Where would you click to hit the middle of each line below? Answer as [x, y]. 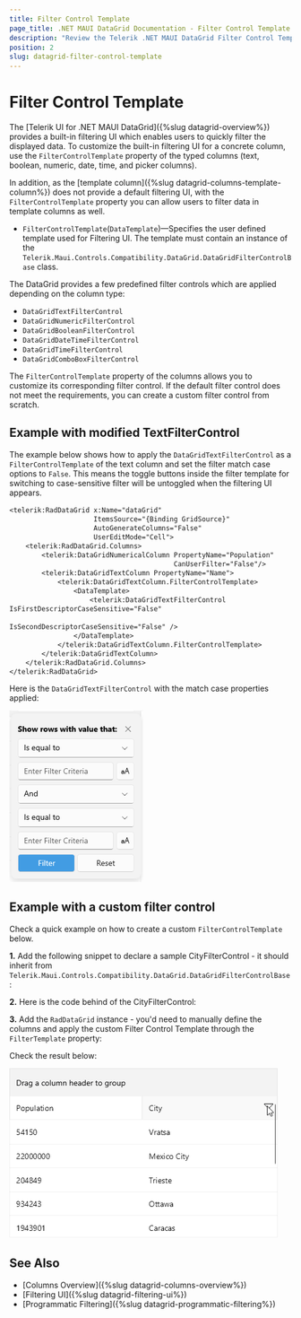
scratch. [25, 405]
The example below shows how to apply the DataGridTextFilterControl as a [150, 454]
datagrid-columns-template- [229, 183]
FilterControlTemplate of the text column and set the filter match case [140, 464]
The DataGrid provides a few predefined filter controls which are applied [143, 284]
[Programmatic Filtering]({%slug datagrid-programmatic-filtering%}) [149, 1304]
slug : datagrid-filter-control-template [86, 57]
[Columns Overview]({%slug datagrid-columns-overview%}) [134, 1285]
